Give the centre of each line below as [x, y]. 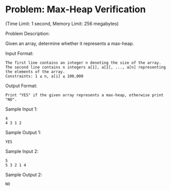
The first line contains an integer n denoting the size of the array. [83, 62]
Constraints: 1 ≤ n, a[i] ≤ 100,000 [44, 76]
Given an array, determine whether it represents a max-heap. [70, 43]
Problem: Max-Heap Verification [76, 9]
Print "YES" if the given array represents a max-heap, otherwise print [84, 95]
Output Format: [21, 86]
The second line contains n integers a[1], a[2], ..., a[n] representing [86, 67]
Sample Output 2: [24, 175]
